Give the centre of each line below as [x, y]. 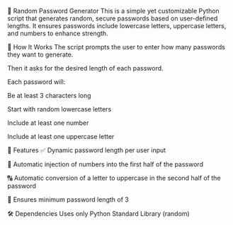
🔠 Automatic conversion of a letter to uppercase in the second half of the [114, 178]
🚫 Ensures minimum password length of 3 [68, 200]
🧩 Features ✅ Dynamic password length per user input [87, 150]
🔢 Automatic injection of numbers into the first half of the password [106, 164]
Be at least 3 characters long [49, 96]
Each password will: [36, 82]
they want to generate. [40, 54]
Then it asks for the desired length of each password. [86, 68]
